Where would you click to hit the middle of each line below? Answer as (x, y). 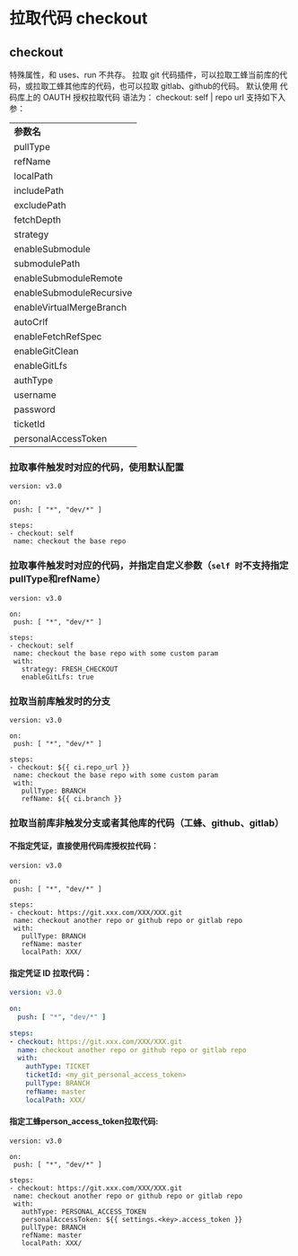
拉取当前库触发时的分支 (60, 701)
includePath (39, 191)
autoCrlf (31, 322)
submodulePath (47, 263)
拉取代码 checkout (79, 18)
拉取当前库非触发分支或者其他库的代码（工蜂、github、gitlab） (147, 822)
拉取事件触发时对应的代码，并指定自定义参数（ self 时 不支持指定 (149, 566)
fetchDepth (37, 220)
